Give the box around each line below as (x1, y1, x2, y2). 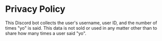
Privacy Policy (5, 3, 66, 15)
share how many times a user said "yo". (5, 30, 86, 36)
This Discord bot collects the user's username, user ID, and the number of (5, 20, 158, 26)
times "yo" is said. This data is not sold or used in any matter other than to (5, 25, 158, 31)
